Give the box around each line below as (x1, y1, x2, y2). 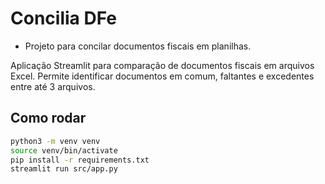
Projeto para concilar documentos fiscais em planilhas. (24, 40, 252, 52)
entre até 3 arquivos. (10, 80, 96, 92)
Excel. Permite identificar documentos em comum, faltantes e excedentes (10, 70, 315, 82)
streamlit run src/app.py (10, 164, 118, 174)
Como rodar (10, 110, 87, 127)
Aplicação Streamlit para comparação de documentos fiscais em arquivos (10, 59, 315, 71)
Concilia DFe (10, 7, 117, 30)
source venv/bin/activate (10, 145, 118, 156)
